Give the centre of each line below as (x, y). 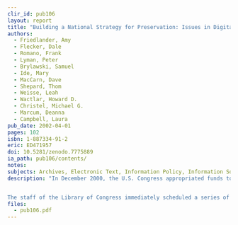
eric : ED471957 (30, 146)
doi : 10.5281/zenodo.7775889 (50, 152)
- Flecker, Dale (38, 47)
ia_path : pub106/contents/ (47, 159)
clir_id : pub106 (31, 14)
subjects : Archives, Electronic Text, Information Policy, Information (115, 172)
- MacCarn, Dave (38, 80)
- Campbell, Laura (41, 119)
